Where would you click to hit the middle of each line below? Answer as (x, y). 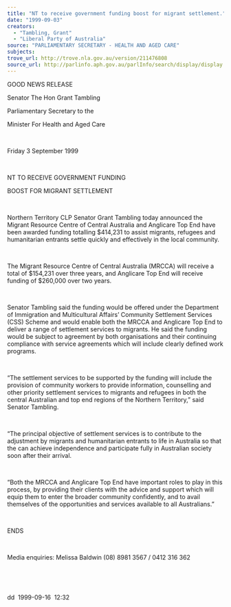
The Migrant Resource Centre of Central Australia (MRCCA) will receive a (111, 266)
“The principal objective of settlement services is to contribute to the (104, 433)
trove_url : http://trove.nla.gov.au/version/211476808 (87, 58)
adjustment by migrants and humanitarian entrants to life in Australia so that (114, 441)
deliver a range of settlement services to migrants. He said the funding (107, 329)
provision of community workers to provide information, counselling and (109, 385)
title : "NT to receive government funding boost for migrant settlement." (117, 13)
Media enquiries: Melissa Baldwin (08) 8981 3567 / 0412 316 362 (99, 557)
